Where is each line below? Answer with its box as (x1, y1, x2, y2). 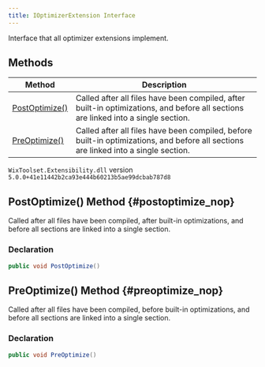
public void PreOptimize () (8, 350, 97, 359)
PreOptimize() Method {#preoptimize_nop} (8, 283, 223, 297)
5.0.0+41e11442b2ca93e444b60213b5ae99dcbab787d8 (8, 174, 171, 182)
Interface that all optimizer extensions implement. (8, 33, 169, 43)
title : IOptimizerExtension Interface (8, 11, 136, 20)
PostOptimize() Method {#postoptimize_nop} (8, 195, 235, 208)
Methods (8, 56, 54, 69)
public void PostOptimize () (8, 262, 101, 270)
